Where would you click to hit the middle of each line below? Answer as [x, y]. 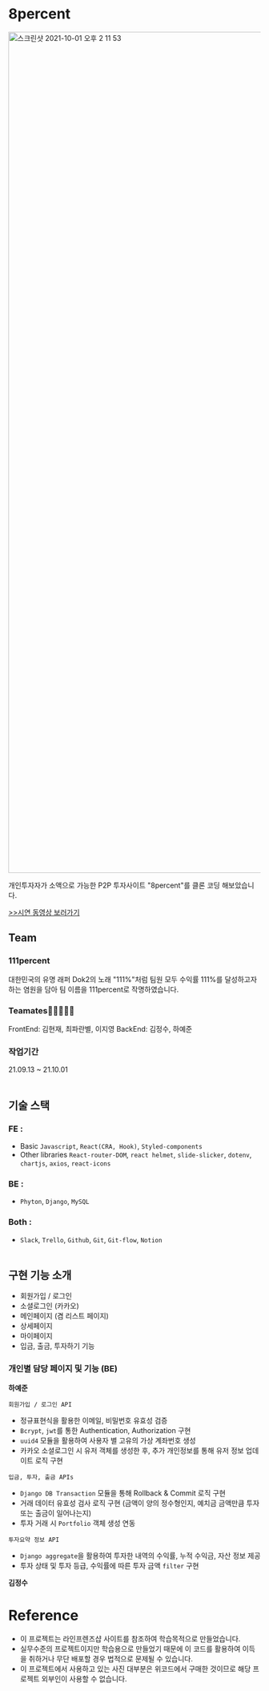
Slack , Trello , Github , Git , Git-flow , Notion [91, 1239]
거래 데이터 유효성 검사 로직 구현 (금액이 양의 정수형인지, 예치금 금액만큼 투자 [140, 1503]
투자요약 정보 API [34, 1540]
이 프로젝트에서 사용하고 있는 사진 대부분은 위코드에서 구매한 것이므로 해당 [135, 1669]
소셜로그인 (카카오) [49, 1306]
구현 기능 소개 [40, 1275]
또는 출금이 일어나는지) [56, 1513]
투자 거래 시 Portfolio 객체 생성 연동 [78, 1523]
